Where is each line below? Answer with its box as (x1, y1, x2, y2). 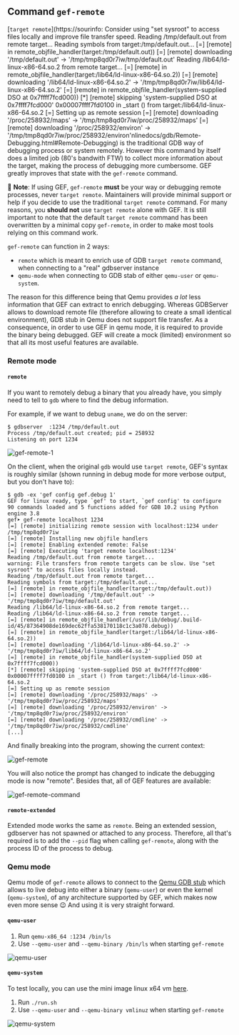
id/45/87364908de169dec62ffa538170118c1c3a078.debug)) (7, 622, 174, 629)
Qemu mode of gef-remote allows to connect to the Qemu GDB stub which (7, 878, 226, 886)
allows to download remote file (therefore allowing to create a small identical (7, 307, 232, 316)
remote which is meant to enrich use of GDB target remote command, (17, 256, 223, 264)
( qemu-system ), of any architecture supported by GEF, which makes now (7, 893, 218, 902)
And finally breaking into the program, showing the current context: (7, 741, 205, 749)
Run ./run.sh (17, 998, 57, 1006)
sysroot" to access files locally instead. (7, 566, 139, 574)
